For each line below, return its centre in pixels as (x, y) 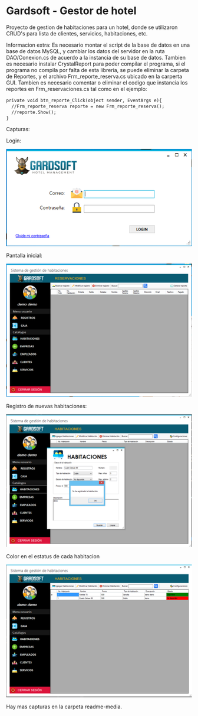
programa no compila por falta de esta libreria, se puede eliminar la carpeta (98, 70)
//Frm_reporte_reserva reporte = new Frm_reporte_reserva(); (88, 106)
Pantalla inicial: (24, 256)
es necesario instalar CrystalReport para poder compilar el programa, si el (96, 64)
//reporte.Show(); (34, 112)
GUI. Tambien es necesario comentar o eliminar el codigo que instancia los (97, 82)
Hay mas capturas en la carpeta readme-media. (64, 707)
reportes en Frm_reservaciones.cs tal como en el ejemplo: (77, 89)
